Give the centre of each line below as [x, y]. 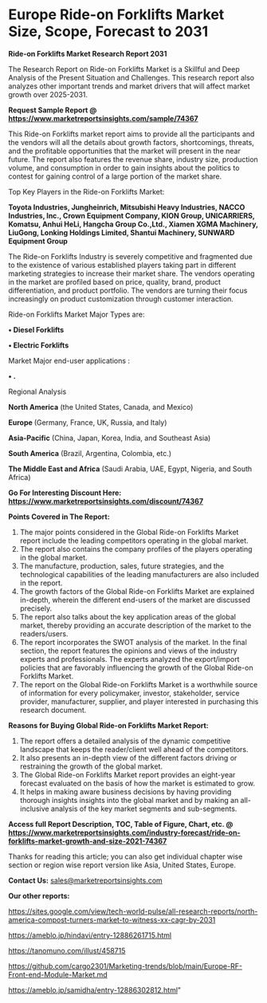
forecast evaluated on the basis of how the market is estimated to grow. [137, 783]
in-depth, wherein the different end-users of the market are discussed [135, 600]
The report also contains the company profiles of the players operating [136, 549]
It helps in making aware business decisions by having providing [126, 792]
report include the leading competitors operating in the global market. [134, 541]
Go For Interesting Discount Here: [65, 493]
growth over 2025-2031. [48, 94]
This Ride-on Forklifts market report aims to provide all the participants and [132, 134]
